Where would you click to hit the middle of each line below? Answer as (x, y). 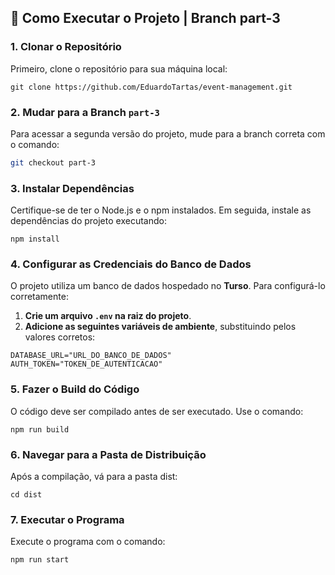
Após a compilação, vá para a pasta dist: (94, 477)
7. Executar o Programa (67, 519)
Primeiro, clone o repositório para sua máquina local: (119, 68)
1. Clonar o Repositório (66, 47)
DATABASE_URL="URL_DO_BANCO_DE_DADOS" (91, 356)
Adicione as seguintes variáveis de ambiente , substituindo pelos (160, 327)
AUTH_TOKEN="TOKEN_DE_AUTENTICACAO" (86, 364)
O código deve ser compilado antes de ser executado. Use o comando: (157, 411)
